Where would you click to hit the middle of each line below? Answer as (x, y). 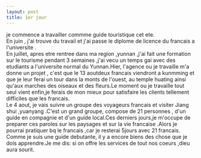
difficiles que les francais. (38, 98)
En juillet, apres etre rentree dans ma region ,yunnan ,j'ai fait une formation (98, 53)
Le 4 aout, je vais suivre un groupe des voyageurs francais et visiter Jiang (97, 105)
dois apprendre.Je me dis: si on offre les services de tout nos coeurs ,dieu (98, 143)
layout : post (22, 12)
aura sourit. (20, 149)
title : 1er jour (26, 17)
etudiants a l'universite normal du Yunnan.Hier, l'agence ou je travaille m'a (98, 66)
